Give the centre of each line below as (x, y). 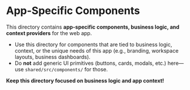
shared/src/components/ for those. (66, 69)
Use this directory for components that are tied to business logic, (93, 44)
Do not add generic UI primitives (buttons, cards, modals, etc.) (90, 63)
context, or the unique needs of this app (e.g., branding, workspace (96, 50)
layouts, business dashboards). (52, 57)
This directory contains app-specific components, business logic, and (93, 27)
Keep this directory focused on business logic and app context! (85, 81)
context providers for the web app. (49, 33)
